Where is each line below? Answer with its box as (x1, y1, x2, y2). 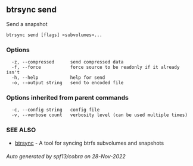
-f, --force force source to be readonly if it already (11, 65, 180, 71)
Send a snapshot (6, 20, 48, 27)
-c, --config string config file (11, 107, 100, 113)
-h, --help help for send (11, 75, 105, 81)
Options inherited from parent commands (6, 94, 129, 102)
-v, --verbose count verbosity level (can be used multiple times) (11, 112, 188, 118)
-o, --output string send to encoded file (11, 80, 124, 86)
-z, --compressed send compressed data (11, 59, 124, 65)
